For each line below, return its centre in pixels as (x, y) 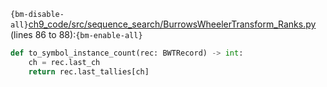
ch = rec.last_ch (64, 62)
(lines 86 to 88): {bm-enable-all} (76, 34)
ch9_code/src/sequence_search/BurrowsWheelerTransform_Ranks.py (172, 24)
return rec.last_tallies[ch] (89, 71)
